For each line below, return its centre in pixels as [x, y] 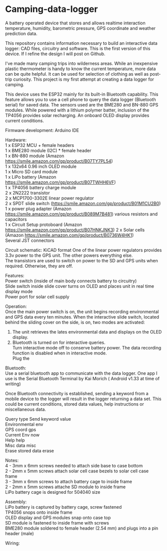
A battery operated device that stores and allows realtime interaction [75, 23]
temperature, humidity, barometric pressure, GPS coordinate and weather [80, 28]
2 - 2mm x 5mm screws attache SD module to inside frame [65, 487]
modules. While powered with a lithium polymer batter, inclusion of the [77, 110]
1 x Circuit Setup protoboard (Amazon [44, 224]
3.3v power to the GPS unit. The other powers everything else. [69, 255]
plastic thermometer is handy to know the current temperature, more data [81, 69]
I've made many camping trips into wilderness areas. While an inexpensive [82, 63]
